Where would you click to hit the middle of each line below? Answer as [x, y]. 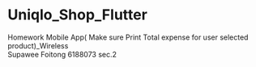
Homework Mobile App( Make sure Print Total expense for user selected [128, 37]
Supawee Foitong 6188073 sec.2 [62, 54]
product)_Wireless [38, 45]
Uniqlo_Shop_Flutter [77, 15]
